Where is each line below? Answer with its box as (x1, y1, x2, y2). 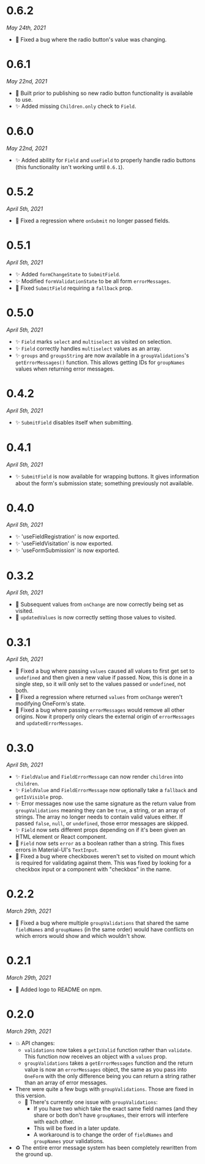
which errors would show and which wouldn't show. (15, 932, 146, 940)
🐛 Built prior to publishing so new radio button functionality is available (15, 89, 193, 97)
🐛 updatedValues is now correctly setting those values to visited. (15, 614, 176, 621)
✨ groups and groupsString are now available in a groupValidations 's (15, 352, 190, 359)
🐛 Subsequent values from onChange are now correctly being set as (15, 601, 184, 608)
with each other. (33, 1118, 75, 1125)
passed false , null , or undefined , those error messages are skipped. (15, 820, 188, 827)
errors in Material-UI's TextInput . (15, 846, 99, 853)
